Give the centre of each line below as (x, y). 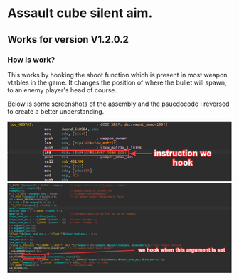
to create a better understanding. (56, 111)
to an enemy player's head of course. (62, 90)
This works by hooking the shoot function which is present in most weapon (117, 75)
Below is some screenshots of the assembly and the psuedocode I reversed (118, 104)
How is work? (31, 60)
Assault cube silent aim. (80, 13)
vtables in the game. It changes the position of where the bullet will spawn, (117, 82)
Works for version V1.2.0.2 (68, 39)
